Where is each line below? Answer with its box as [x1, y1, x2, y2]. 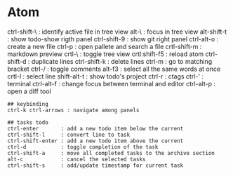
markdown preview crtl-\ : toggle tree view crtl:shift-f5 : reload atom [7, 50, 204, 58]
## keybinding [7, 100, 49, 107]
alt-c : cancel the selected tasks [7, 156, 146, 163]
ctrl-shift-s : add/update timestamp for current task [7, 162, 184, 169]
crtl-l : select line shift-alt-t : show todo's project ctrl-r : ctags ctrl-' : [7, 72, 204, 81]
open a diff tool [7, 87, 51, 95]
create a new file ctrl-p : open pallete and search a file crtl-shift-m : [7, 42, 202, 50]
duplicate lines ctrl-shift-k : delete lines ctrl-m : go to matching [31, 57, 213, 65]
